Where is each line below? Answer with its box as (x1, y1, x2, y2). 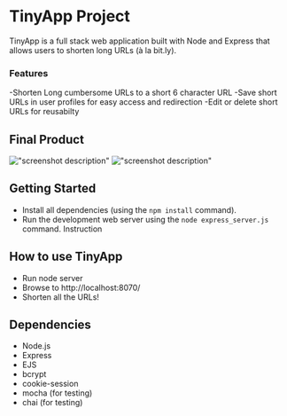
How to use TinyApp (9, 249, 123, 264)
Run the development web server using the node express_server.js (21, 214, 269, 224)
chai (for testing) (21, 397, 83, 408)
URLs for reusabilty (9, 106, 80, 117)
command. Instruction (21, 224, 103, 234)
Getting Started (9, 181, 97, 196)
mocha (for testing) (21, 388, 93, 398)
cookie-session (21, 379, 79, 389)
